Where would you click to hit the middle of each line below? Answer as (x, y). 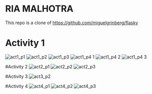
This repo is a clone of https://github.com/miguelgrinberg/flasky (72, 23)
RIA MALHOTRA (40, 9)
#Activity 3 (17, 76)
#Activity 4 (17, 86)
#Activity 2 (16, 66)
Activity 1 (25, 43)
